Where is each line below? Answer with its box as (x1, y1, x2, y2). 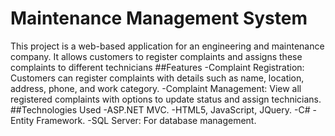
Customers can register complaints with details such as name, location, (10, 72, 305, 84)
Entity (10, 114, 35, 126)
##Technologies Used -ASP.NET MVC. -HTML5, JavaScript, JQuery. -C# (10, 103, 311, 116)
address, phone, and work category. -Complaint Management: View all (10, 82, 302, 94)
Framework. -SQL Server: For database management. (36, 114, 257, 126)
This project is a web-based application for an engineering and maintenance (10, 40, 325, 52)
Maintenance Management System (10, 7, 308, 30)
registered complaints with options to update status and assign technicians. (10, 93, 322, 105)
